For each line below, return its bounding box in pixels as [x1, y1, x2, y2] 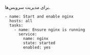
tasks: [9, 23, 24, 28]
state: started [23, 40, 56, 45]
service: [18, 32, 37, 37]
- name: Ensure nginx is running [14, 27, 85, 32]
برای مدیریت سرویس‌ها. [5, 5, 51, 10]
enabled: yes [23, 45, 51, 50]
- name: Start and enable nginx [5, 14, 74, 19]
